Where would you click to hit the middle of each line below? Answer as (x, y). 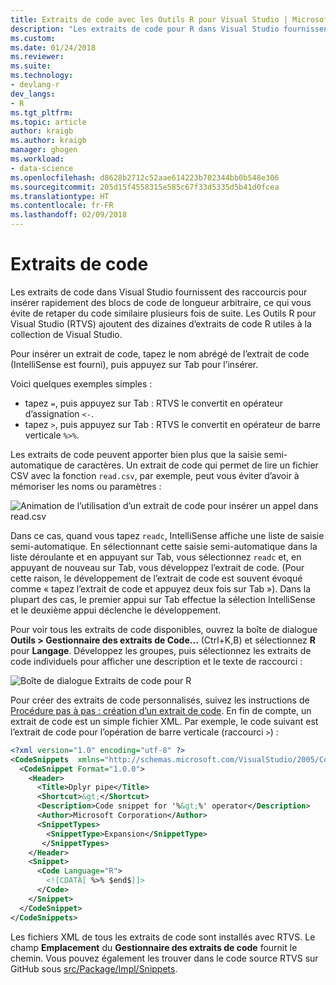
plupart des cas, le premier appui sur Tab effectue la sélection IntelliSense (163, 599)
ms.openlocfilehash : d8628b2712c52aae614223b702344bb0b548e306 (145, 177)
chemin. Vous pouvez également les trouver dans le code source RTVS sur (164, 958)
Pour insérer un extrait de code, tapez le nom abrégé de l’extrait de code (160, 353)
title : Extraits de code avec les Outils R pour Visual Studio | (149, 19)
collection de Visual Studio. (66, 334)
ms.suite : (31, 66)
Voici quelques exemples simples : (81, 383)
